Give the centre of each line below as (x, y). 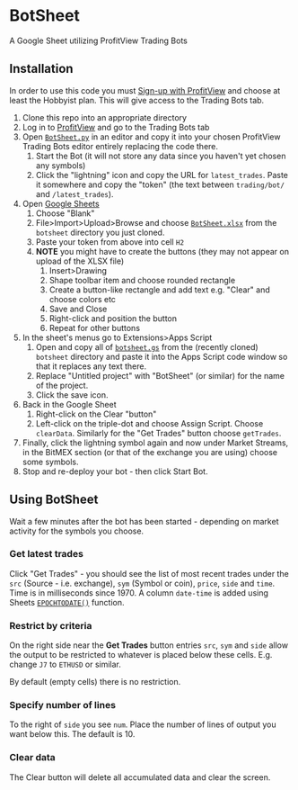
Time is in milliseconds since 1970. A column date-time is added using (139, 592)
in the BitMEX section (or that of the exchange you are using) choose (150, 452)
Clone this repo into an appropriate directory (104, 117)
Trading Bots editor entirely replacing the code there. (120, 146)
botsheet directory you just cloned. (100, 232)
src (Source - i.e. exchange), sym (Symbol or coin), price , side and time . (142, 583)
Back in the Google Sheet (69, 404)
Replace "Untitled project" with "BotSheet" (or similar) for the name (160, 375)
